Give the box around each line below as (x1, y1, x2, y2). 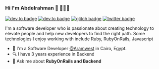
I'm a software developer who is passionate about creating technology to (5, 25, 155, 31)
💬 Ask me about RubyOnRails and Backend (12, 58, 102, 64)
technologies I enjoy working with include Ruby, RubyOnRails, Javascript (5, 36, 154, 42)
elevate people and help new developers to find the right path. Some (5, 31, 145, 37)
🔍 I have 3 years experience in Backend (12, 51, 95, 57)
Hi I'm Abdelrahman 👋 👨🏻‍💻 (5, 4, 70, 11)
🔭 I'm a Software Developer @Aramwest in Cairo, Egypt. (12, 46, 127, 52)
